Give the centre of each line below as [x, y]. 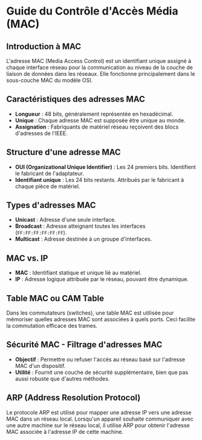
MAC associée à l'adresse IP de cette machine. [65, 432]
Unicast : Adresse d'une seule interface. [65, 220]
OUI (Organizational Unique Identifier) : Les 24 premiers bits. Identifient [105, 167]
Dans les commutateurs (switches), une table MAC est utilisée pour [90, 313]
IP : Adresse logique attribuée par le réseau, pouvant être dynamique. [102, 279]
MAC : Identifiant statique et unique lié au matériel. [78, 273]
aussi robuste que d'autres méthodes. [62, 378]
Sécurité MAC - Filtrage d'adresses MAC [84, 345]
